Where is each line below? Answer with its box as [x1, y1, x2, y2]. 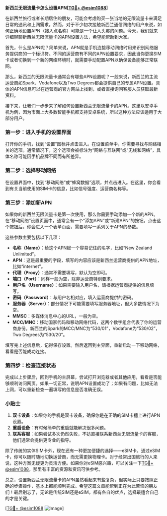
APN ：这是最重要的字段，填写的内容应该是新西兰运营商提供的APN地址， [12, 257, 162, 263]
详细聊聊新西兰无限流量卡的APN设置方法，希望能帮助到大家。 [5, 34, 132, 40]
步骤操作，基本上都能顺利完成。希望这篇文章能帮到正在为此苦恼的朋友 [13, 483, 158, 489]
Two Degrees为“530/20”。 [12, 331, 68, 337]
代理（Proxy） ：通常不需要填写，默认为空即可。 [12, 269, 110, 275]
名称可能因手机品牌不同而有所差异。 [9, 153, 83, 159]
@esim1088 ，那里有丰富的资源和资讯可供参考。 [5, 466, 103, 472]
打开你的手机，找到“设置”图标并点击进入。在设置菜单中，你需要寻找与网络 [5, 141, 158, 147]
